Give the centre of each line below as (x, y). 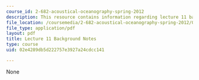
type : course (22, 45)
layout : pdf (21, 34)
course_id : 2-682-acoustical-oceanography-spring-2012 (75, 11)
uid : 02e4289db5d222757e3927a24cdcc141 (55, 50)
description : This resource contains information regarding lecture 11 (96, 17)
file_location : (25, 22)
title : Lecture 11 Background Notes (51, 39)
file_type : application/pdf (41, 28)
